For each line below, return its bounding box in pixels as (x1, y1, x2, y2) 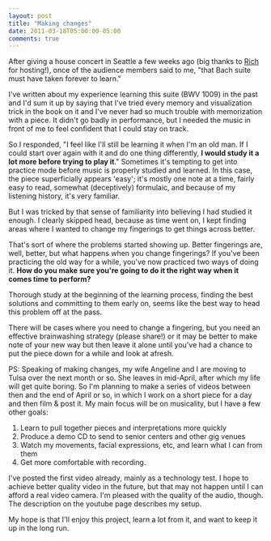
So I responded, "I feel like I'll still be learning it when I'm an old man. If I (8, 139, 248, 150)
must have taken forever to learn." (8, 74, 121, 83)
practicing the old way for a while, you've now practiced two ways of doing (8, 257, 259, 267)
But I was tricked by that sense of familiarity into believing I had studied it (8, 207, 252, 217)
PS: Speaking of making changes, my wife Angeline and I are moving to (8, 364, 247, 374)
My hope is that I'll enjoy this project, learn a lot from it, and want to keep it (8, 515, 257, 525)
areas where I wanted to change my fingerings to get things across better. (8, 224, 255, 234)
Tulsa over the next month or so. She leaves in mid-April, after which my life (8, 373, 260, 383)
